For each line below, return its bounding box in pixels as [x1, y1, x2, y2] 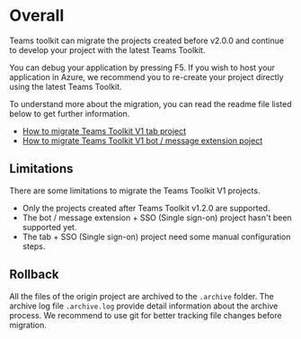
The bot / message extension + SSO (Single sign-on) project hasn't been [22, 212, 292, 223]
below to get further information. [9, 108, 130, 119]
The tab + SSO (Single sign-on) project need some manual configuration [22, 231, 291, 242]
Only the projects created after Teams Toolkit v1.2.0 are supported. [22, 202, 270, 213]
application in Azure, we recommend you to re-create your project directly [9, 71, 285, 82]
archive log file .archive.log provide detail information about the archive [9, 300, 279, 311]
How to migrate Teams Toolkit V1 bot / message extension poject [22, 135, 263, 146]
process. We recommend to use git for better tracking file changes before [9, 309, 282, 320]
